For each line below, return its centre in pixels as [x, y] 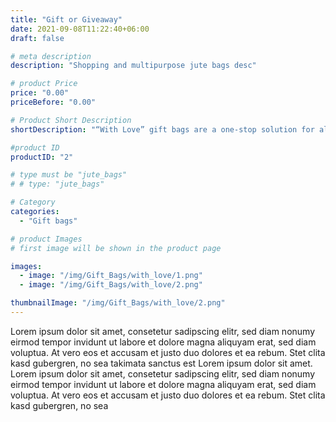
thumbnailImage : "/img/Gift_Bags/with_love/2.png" [118, 303]
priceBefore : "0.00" [53, 102]
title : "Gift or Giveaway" [66, 19]
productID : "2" [42, 157]
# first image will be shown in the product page [116, 248]
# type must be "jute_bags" [69, 175]
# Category [33, 202]
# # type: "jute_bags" [57, 184]
